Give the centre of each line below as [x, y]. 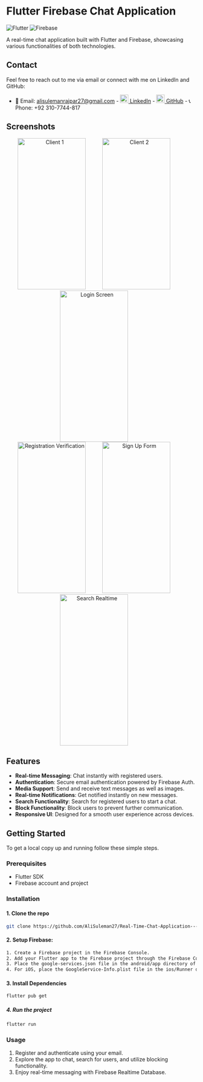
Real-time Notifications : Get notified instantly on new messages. [96, 795]
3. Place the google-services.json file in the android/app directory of [101, 964]
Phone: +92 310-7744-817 [47, 108]
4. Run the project [29, 1009]
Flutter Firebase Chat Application [91, 11]
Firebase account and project [52, 883]
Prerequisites [26, 864]
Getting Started [36, 833]
